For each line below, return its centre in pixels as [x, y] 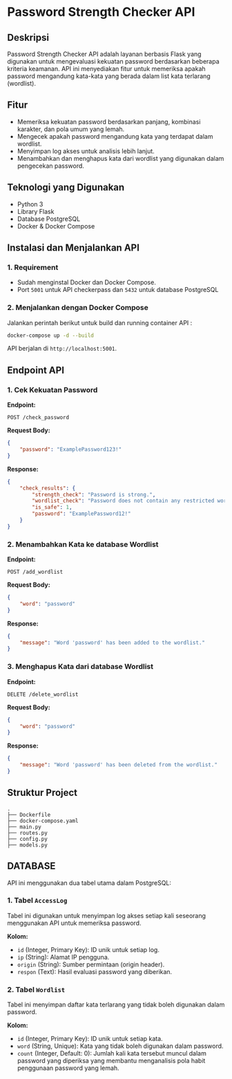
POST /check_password [38, 418]
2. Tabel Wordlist [36, 989]
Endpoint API [36, 370]
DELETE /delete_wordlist [43, 694]
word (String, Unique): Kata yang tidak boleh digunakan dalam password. [120, 1046]
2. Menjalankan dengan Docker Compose [78, 308]
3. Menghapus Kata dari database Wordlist [80, 667]
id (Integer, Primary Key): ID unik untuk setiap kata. [90, 1039]
